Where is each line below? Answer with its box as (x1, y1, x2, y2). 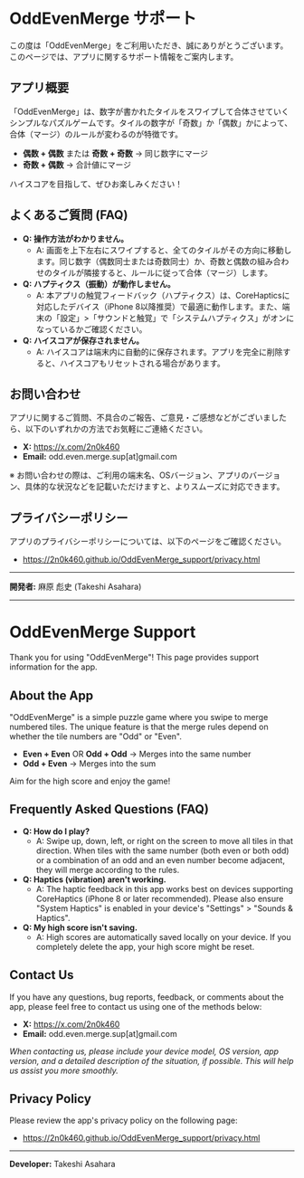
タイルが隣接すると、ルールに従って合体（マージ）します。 (52, 267, 273, 278)
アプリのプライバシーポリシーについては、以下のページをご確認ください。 (9, 536, 287, 547)
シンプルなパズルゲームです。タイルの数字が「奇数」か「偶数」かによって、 (9, 117, 292, 128)
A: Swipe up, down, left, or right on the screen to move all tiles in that (35, 835, 294, 846)
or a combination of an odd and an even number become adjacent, (35, 854, 285, 865)
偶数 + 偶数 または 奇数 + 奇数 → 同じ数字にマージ (22, 147, 208, 158)
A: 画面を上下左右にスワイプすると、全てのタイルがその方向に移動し (35, 244, 292, 255)
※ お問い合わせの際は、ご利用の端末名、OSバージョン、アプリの (9, 470, 250, 480)
